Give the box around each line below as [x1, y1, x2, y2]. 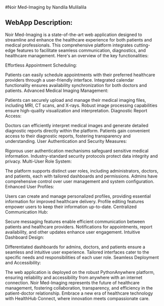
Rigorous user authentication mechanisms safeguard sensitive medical [5, 148, 149, 154]
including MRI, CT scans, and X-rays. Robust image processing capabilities [5, 102, 158, 108]
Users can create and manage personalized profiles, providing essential [5, 193, 151, 199]
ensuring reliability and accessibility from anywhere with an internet [5, 274, 143, 280]
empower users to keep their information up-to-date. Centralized [5, 204, 137, 210]
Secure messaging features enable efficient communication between [5, 219, 145, 224]
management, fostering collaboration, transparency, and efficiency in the [5, 285, 153, 291]
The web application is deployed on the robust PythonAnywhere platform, [5, 269, 155, 275]
